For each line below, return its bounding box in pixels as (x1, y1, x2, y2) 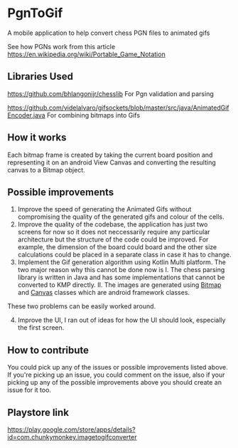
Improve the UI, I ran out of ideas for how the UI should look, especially (17, 316, 226, 325)
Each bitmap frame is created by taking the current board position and (7, 150, 213, 159)
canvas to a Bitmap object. (7, 165, 85, 174)
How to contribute (7, 344, 90, 356)
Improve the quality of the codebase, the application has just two (17, 220, 208, 229)
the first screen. (17, 323, 65, 332)
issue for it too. (7, 386, 52, 395)
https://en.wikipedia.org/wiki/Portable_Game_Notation (7, 50, 166, 58)
